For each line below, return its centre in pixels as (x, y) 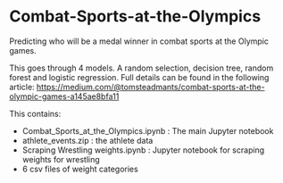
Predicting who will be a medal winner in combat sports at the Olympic (139, 41)
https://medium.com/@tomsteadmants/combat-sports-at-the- (150, 87)
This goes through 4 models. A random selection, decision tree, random (141, 68)
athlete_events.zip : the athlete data (87, 140)
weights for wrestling (61, 159)
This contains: (35, 113)
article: (22, 87)
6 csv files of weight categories (80, 169)
